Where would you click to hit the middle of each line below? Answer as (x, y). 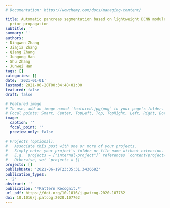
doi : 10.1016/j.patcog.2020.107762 (43, 198)
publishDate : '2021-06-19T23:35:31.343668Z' (53, 169)
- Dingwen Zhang (22, 43)
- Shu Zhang (18, 61)
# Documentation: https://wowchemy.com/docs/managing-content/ (73, 10)
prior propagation (29, 24)
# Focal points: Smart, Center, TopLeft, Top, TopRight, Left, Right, (81, 113)
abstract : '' (19, 184)
